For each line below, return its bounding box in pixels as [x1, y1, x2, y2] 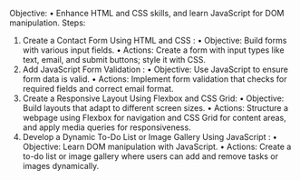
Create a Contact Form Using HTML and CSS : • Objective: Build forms [22, 35, 287, 45]
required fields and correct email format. [22, 84, 174, 94]
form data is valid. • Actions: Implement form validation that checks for [22, 74, 287, 85]
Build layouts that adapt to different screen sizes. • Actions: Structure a [22, 103, 288, 113]
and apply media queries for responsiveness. [22, 122, 192, 133]
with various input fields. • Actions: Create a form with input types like [22, 45, 285, 55]
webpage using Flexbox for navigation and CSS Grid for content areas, [22, 113, 287, 123]
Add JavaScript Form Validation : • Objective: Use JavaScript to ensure [22, 64, 288, 75]
